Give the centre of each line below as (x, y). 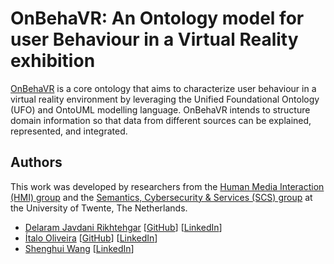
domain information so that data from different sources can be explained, (161, 120)
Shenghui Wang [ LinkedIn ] (79, 248)
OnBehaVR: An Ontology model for (157, 18)
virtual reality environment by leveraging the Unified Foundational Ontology (165, 99)
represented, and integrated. (69, 131)
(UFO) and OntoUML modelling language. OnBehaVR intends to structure (160, 109)
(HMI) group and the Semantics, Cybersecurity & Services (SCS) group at (161, 197)
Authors (36, 162)
